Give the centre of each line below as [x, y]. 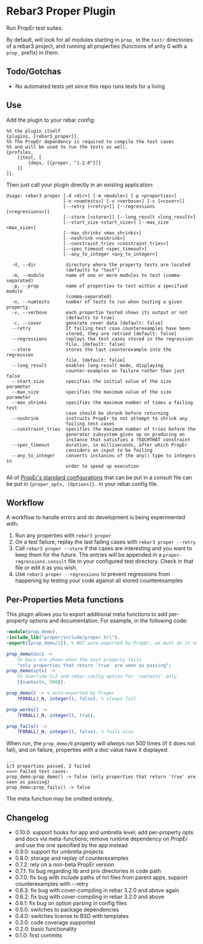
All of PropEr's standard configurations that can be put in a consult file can [99, 477]
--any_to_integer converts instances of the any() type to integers [104, 456]
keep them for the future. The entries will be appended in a [88, 555]
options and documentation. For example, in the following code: [108, 621]
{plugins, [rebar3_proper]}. [43, 136]
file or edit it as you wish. [46, 568]
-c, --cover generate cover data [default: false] [88, 323]
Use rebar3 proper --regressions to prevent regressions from [92, 574]
